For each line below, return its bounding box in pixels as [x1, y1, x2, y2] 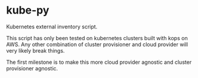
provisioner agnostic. [6, 64, 58, 71]
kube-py [6, 4, 49, 17]
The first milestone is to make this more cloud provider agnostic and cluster [6, 58, 192, 66]
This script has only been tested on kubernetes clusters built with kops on [6, 34, 188, 41]
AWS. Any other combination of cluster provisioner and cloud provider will [6, 41, 188, 48]
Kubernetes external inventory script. [6, 23, 98, 30]
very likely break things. [6, 47, 65, 54]
